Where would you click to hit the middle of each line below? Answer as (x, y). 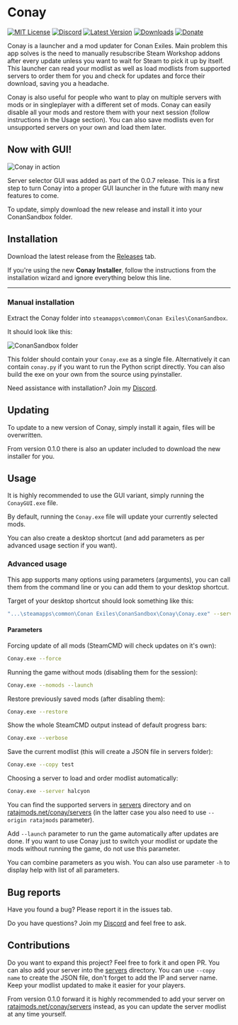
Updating (28, 410)
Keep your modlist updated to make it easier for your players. (96, 985)
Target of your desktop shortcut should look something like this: (101, 601)
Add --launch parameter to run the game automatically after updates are (113, 833)
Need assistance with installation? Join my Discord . (83, 388)
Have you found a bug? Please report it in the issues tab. (90, 909)
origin (17, 821)
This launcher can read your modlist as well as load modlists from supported (119, 68)
